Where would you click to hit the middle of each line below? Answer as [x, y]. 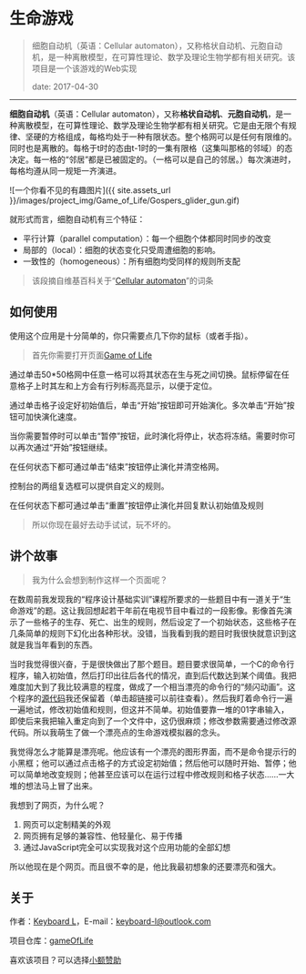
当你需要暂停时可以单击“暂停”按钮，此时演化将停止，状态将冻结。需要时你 [149, 436]
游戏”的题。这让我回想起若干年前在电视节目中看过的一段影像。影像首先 [151, 610]
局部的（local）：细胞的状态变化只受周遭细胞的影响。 [121, 249]
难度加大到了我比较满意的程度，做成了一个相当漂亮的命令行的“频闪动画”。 [149, 686]
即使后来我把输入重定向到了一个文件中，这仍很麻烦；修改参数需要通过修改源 [153, 721]
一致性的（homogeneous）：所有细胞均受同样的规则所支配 [132, 261]
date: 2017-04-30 [65, 86]
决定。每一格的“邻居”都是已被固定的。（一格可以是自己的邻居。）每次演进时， [153, 159]
